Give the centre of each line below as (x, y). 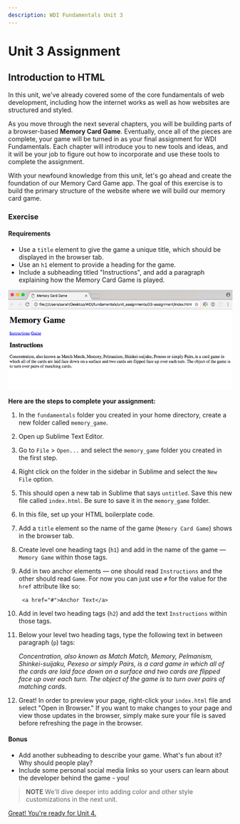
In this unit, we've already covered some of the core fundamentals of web (116, 95)
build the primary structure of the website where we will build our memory (117, 190)
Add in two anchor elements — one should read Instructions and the (120, 571)
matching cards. (42, 686)
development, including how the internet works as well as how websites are (119, 102)
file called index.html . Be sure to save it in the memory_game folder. (114, 500)
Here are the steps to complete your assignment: (82, 401)
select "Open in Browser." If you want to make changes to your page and (125, 708)
